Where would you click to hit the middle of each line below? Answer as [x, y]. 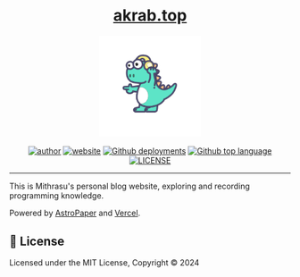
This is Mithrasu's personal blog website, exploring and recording [129, 186]
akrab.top [150, 16]
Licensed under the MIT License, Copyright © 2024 [104, 263]
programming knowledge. [57, 196]
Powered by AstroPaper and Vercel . [75, 213]
